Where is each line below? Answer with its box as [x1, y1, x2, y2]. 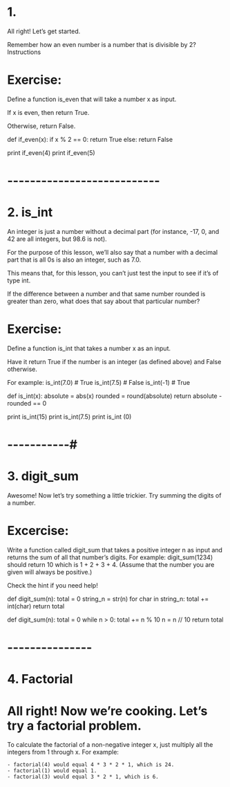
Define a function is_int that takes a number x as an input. [7, 344, 171, 352]
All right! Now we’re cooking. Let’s [7, 703, 208, 718]
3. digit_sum [7, 469, 79, 485]
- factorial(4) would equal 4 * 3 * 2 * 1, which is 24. [7, 761, 175, 768]
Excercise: [7, 523, 69, 539]
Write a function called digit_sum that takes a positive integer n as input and [7, 546, 223, 554]
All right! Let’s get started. [7, 27, 81, 35]
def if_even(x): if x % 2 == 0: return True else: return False [7, 135, 173, 143]
